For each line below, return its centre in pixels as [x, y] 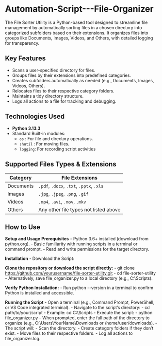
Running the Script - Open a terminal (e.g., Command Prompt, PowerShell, [80, 302]
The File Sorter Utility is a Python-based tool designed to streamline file [76, 22]
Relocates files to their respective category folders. [63, 91]
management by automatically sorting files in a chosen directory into [73, 27]
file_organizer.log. [23, 339]
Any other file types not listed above [80, 210]
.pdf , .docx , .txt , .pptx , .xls [71, 186]
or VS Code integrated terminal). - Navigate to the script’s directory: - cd [78, 308]
